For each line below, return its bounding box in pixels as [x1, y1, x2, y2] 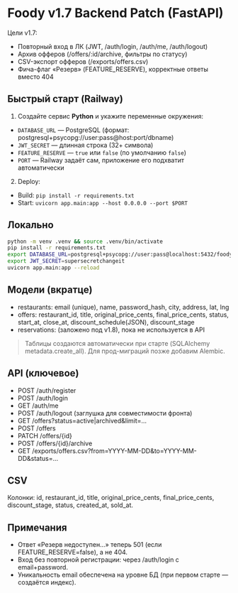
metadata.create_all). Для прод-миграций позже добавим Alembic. [24, 347, 225, 355]
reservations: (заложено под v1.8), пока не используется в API [17, 325, 205, 334]
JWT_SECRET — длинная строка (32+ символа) [17, 141, 154, 149]
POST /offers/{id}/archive [17, 439, 93, 447]
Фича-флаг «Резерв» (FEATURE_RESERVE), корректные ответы [17, 65, 209, 73]
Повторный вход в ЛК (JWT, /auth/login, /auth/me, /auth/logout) [17, 42, 208, 50]
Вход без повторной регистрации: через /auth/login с [17, 555, 179, 564]
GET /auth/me [17, 401, 59, 410]
